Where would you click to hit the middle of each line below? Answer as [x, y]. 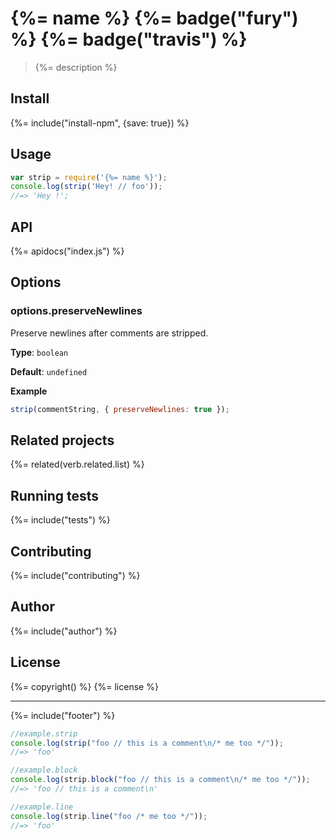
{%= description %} [76, 67]
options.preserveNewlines [76, 311]
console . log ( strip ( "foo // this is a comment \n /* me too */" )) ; [147, 743]
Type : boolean [39, 352]
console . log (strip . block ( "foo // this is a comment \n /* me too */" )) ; [160, 780]
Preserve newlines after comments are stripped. [109, 333]
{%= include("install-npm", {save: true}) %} [100, 123]
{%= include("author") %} [64, 631]
